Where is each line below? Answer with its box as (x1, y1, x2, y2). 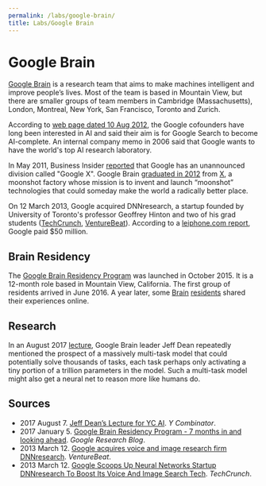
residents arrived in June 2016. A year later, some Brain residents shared (8, 287, 246, 298)
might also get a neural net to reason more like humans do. (8, 374, 201, 384)
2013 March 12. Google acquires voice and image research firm (19, 443, 228, 453)
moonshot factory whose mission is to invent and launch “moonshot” (8, 178, 234, 187)
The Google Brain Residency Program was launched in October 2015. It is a (8, 271, 254, 280)
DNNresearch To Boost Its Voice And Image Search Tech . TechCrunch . (19, 469, 253, 478)
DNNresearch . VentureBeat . (19, 452, 111, 461)
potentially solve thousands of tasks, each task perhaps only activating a (8, 357, 246, 367)
